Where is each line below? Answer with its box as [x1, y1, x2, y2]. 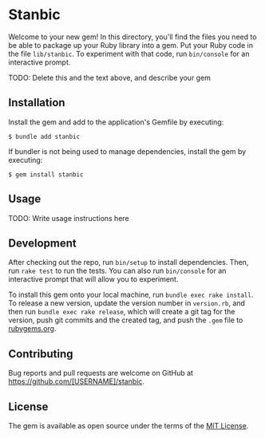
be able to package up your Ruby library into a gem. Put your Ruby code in [8, 40, 254, 49]
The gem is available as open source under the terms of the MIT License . [8, 421, 249, 430]
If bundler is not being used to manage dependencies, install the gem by [8, 146, 247, 156]
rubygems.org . [8, 324, 57, 333]
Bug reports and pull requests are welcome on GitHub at [8, 369, 194, 378]
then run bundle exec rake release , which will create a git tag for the [8, 307, 235, 317]
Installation [8, 96, 65, 109]
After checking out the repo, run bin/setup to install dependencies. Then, [8, 258, 249, 267]
